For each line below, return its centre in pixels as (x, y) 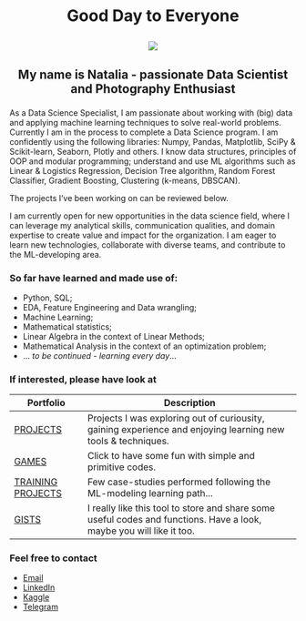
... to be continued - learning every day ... (100, 355)
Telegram (41, 607)
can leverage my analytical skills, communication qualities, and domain (143, 225)
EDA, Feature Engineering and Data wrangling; (110, 307)
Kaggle (36, 597)
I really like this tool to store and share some (182, 508)
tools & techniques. (129, 441)
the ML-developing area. (56, 254)
